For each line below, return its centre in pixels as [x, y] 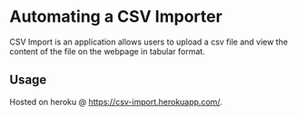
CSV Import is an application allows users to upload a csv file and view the [149, 42]
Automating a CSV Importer [116, 17]
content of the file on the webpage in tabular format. [108, 51]
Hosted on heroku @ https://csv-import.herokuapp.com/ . [116, 101]
